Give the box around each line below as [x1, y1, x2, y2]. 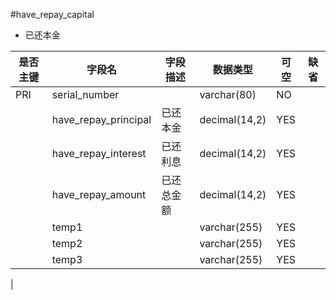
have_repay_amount [51, 188, 147, 201]
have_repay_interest [51, 147, 147, 160]
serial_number [51, 88, 120, 101]
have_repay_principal [51, 113, 152, 126]
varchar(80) [199, 88, 257, 101]
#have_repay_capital [10, 9, 95, 20]
